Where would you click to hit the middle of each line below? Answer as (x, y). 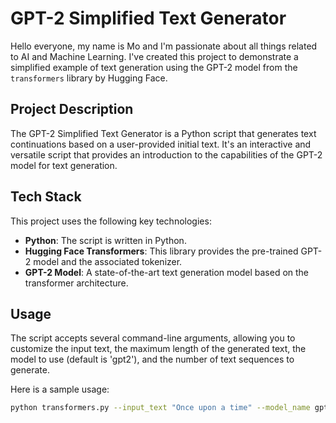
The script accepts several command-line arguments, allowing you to (153, 338)
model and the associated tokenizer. (108, 261)
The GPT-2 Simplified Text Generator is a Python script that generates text (163, 133)
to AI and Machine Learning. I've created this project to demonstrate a (154, 56)
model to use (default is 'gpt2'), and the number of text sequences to (152, 359)
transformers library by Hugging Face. (89, 78)
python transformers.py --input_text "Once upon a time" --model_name (160, 408)
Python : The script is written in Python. (105, 240)
